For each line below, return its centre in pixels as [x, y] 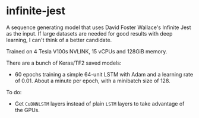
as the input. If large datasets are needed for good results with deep [89, 33]
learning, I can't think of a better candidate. [59, 40]
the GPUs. [27, 110]
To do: [14, 92]
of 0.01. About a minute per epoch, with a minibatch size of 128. [92, 81]
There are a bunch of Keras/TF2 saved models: [64, 63]
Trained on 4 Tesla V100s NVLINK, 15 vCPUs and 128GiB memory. [87, 51]
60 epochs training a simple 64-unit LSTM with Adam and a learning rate [104, 74]
